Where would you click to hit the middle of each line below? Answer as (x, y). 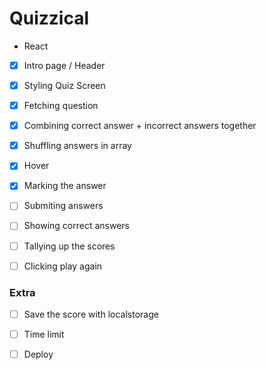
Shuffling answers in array (77, 146)
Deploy (38, 354)
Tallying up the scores (69, 246)
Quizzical (49, 18)
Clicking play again (63, 266)
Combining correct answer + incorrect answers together (140, 126)
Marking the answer (65, 186)
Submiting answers (63, 206)
